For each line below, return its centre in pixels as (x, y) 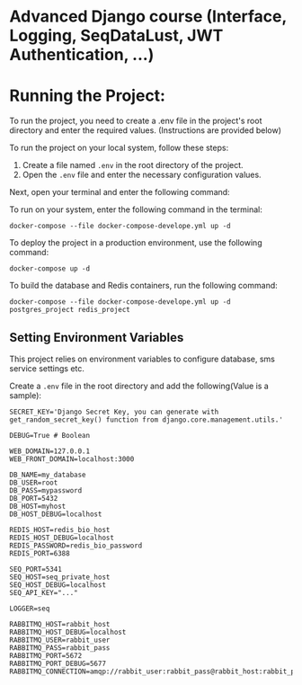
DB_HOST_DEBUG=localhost (56, 514)
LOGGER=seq (30, 609)
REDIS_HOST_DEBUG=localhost (62, 538)
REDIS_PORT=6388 (40, 553)
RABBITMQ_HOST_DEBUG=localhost (68, 632)
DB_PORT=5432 (34, 498)
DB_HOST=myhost (38, 506)
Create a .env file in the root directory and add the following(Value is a (139, 386)
